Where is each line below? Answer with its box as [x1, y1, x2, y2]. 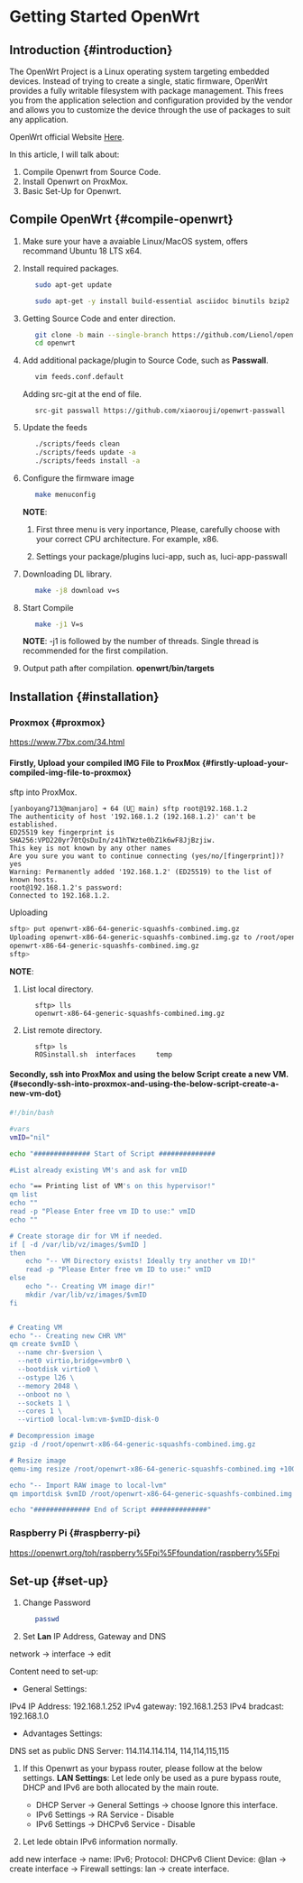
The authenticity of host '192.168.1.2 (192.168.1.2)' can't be [9, 812, 256, 822]
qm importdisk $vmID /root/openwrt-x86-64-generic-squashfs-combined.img [9, 1489, 293, 1499]
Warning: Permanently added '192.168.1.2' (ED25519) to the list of [9, 868, 272, 877]
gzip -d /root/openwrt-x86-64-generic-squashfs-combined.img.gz [9, 1440, 256, 1449]
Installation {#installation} [9, 688, 160, 705]
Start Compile [22, 602, 74, 613]
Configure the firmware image [22, 472, 135, 484]
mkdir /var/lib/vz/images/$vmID [25, 1290, 147, 1299]
